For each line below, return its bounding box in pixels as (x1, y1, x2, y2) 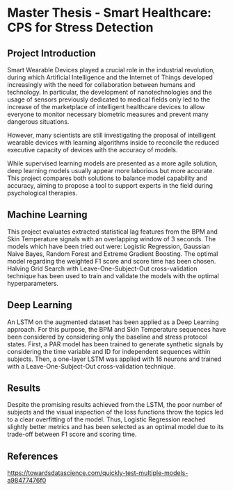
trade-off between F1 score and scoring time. (7, 430, 137, 439)
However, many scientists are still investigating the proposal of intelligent (7, 131, 216, 139)
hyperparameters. (7, 279, 59, 287)
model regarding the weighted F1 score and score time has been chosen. (7, 257, 216, 265)
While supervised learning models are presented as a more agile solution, (7, 159, 218, 168)
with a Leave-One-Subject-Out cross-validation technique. (7, 362, 176, 370)
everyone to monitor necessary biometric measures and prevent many (7, 110, 209, 118)
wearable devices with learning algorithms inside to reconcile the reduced (7, 138, 219, 147)
